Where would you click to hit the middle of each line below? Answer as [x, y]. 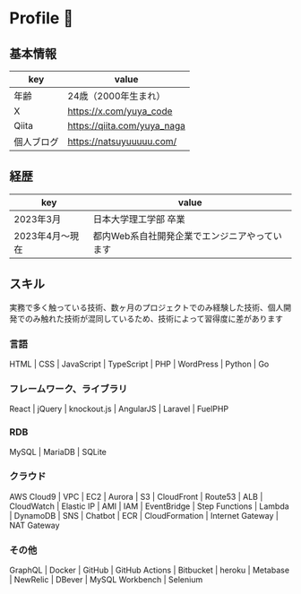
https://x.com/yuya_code [120, 111]
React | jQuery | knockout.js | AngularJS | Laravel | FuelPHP [119, 409]
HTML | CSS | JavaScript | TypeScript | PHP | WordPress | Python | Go [139, 364]
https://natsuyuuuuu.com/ [122, 141]
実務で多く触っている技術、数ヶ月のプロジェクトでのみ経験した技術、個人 [146, 307]
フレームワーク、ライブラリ [69, 389]
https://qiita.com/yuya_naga [127, 126]
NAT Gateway [34, 525]
